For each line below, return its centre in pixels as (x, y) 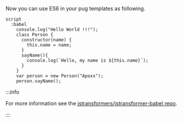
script (14, 19)
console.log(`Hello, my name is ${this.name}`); (88, 61)
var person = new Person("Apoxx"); (60, 76)
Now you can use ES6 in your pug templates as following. (76, 9)
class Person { (35, 35)
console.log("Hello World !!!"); (57, 29)
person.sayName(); (39, 81)
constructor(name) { (46, 40)
